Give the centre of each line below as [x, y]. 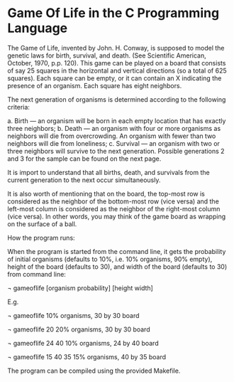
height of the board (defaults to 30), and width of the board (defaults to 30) [117, 266]
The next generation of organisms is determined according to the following [117, 99]
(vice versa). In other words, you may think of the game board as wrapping [117, 216]
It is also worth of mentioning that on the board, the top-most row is [106, 193]
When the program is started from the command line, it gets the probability [117, 251]
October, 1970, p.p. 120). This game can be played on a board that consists [117, 63]
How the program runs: [41, 238]
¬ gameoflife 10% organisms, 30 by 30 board [73, 315]
